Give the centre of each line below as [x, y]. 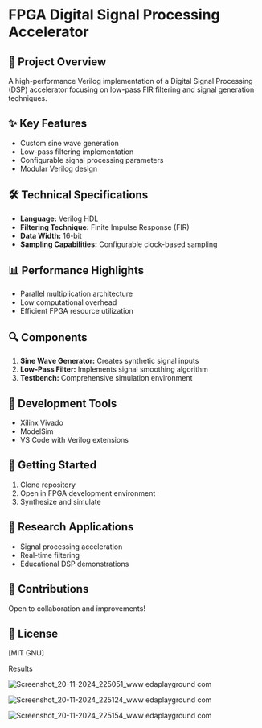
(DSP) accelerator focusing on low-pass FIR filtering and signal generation [131, 89]
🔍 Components [48, 337]
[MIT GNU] [27, 653]
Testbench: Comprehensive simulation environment [106, 378]
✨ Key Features [47, 124]
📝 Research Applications [71, 527]
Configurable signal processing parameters [92, 160]
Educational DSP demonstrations [74, 564]
